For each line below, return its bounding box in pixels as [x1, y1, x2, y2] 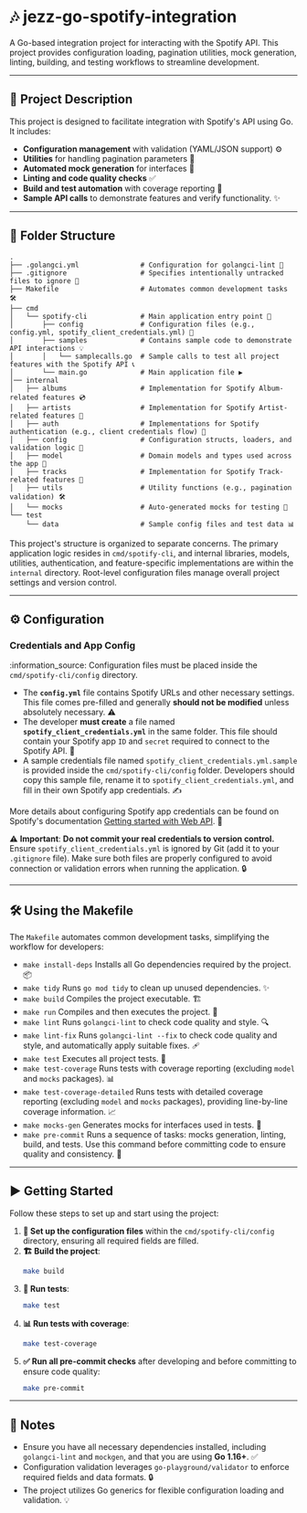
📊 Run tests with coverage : [22, 1317, 130, 1328]
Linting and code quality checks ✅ [22, 172, 157, 184]
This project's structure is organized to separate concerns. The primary [9, 537, 279, 549]
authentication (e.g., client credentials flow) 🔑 [9, 427, 206, 436]
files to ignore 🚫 [9, 276, 79, 285]
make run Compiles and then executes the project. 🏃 [22, 1007, 218, 1018]
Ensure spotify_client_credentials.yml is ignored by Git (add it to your [9, 843, 281, 854]
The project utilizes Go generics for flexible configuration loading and [22, 1485, 285, 1496]
